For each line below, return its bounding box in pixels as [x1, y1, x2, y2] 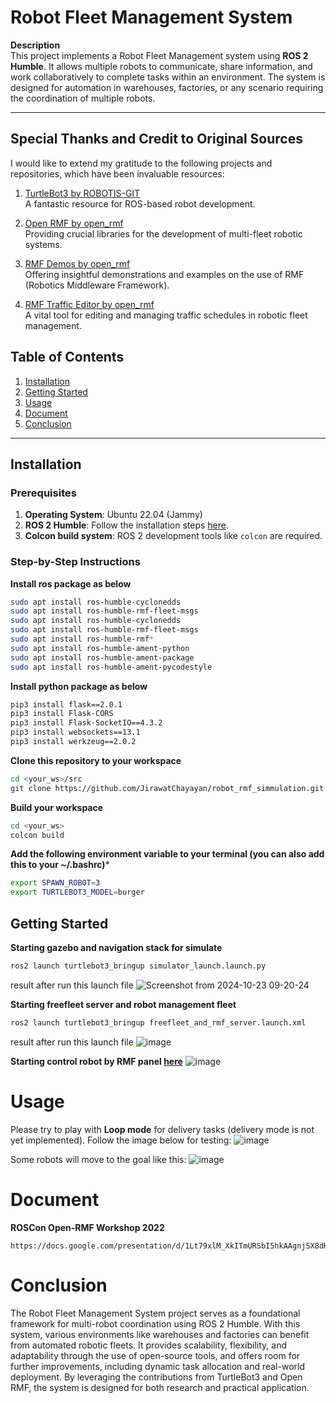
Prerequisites [10, 486, 77, 500]
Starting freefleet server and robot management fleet [10, 998, 237, 1010]
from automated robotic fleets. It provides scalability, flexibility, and [10, 1339, 288, 1351]
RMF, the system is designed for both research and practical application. [10, 1381, 310, 1393]
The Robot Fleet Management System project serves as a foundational [10, 1307, 301, 1319]
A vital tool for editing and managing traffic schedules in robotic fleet [24, 309, 308, 321]
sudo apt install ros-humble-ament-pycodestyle [10, 662, 213, 672]
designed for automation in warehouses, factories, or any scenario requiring [10, 81, 324, 93]
